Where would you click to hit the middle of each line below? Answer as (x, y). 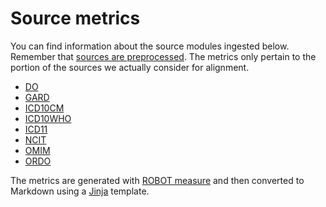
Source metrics (75, 18)
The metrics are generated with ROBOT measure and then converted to (157, 180)
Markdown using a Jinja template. (80, 191)
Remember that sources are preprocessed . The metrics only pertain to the (163, 56)
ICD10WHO (48, 118)
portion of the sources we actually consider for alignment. (130, 67)
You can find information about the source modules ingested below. (150, 46)
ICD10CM (44, 108)
